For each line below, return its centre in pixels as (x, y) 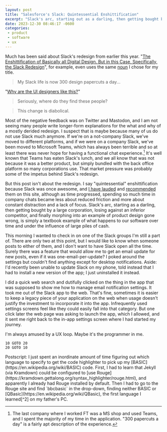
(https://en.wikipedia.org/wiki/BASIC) (43, 368)
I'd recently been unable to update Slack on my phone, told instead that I (80, 267)
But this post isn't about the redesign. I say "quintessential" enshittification (82, 184)
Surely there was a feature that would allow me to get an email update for (80, 251)
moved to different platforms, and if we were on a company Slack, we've (79, 141)
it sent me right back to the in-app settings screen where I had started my (81, 320)
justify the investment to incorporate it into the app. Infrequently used (76, 304)
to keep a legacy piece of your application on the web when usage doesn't (82, 298)
